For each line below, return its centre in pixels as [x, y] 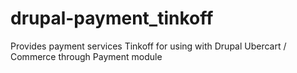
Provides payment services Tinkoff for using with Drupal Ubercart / [148, 46]
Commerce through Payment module [86, 56]
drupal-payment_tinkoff [112, 18]
